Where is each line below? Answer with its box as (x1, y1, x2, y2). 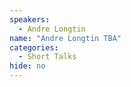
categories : (9, 42, 59, 53)
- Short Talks (18, 52, 77, 62)
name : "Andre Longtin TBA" (9, 33, 122, 43)
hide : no (9, 61, 46, 71)
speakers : (9, 14, 51, 25)
